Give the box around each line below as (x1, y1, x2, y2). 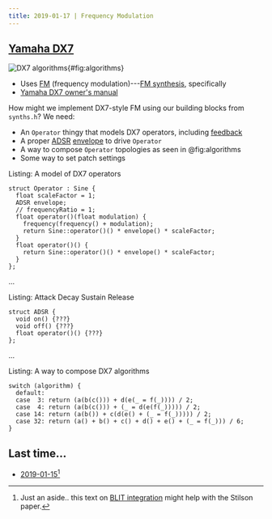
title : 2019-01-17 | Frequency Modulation (8, 11, 154, 20)
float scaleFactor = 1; (15, 192, 96, 200)
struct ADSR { (8, 308, 57, 317)
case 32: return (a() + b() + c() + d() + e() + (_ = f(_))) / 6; (15, 418, 244, 426)
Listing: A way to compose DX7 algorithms (8, 366, 150, 376)
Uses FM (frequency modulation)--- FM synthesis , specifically (19, 79, 227, 89)
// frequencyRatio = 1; (15, 206, 96, 215)
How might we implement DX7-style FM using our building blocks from (8, 103, 244, 113)
